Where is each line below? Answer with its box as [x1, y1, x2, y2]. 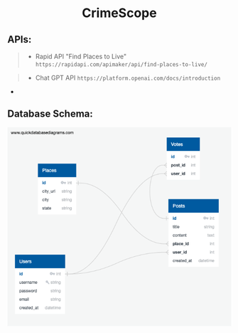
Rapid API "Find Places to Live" [35, 52, 126, 60]
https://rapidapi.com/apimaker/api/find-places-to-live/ [35, 61, 208, 68]
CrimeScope [81, 5, 158, 21]
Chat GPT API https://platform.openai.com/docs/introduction [35, 73, 221, 82]
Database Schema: [7, 108, 94, 120]
